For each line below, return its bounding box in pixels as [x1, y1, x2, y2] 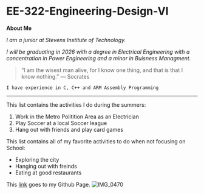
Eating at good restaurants [15, 169, 82, 176]
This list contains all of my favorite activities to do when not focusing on [6, 137, 186, 145]
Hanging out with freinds [15, 162, 77, 170]
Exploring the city [15, 156, 59, 163]
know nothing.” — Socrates [21, 73, 90, 80]
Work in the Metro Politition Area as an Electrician [15, 113, 140, 120]
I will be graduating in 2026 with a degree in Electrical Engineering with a [6, 48, 190, 56]
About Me [6, 24, 32, 32]
